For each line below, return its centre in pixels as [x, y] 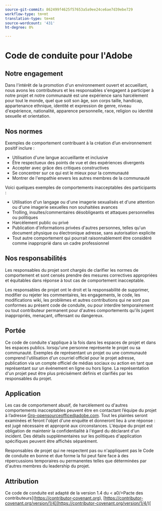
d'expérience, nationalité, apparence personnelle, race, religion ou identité [79, 111]
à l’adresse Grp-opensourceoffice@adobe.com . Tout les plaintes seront [76, 416]
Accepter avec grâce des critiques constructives [60, 168]
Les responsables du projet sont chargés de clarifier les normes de [72, 270]
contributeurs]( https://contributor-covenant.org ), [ [55, 498]
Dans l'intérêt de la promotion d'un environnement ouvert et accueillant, [77, 85]
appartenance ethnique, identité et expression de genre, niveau [68, 106]
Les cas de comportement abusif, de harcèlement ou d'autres [66, 405]
